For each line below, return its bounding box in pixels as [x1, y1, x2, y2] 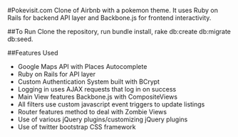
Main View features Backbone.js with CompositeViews [17, 92, 178, 101]
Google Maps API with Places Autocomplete [17, 62, 148, 70]
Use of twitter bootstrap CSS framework [17, 123, 137, 131]
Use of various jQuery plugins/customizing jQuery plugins [17, 115, 188, 124]
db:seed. [7, 35, 33, 43]
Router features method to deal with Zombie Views [17, 108, 167, 116]
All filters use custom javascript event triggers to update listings [17, 100, 205, 109]
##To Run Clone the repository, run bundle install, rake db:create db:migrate [7, 28, 232, 35]
